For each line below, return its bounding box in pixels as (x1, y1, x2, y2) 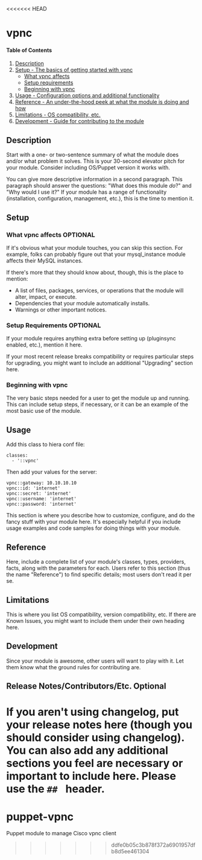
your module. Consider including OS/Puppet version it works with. (6, 164, 171, 171)
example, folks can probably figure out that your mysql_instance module (6, 250, 186, 258)
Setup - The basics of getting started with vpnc (14, 66, 133, 74)
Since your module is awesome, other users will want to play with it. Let (6, 657, 184, 664)
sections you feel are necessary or (6, 757, 183, 770)
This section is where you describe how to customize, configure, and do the (6, 512, 195, 519)
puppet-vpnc (6, 810, 74, 823)
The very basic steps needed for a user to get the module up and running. (6, 395, 190, 402)
